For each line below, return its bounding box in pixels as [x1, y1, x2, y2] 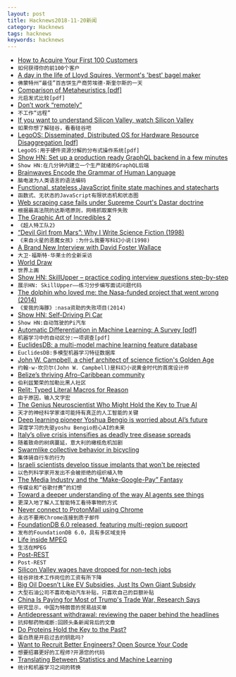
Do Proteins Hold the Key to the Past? [17, 626, 127, 634]
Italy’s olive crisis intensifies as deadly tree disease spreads [17, 431, 192, 439]
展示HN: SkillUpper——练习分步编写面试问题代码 [17, 282, 142, 289]
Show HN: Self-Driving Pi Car [17, 311, 103, 319]
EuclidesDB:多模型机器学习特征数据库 [17, 350, 116, 357]
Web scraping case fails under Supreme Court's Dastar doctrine [17, 198, 204, 207]
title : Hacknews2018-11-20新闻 [7, 17, 97, 24]
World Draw [17, 258, 53, 267]
